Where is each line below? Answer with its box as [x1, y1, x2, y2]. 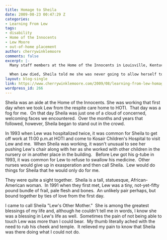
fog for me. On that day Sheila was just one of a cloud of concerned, [5, 110, 147, 116]
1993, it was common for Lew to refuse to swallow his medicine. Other [5, 156, 150, 162]
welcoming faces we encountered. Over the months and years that [5, 115, 143, 121]
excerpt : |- [5, 58, 30, 63]
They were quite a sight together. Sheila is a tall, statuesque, [5, 177, 130, 183]
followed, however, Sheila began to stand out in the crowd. [5, 120, 125, 126]
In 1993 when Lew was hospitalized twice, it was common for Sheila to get [5, 130, 158, 136]
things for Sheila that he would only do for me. [5, 167, 100, 173]
